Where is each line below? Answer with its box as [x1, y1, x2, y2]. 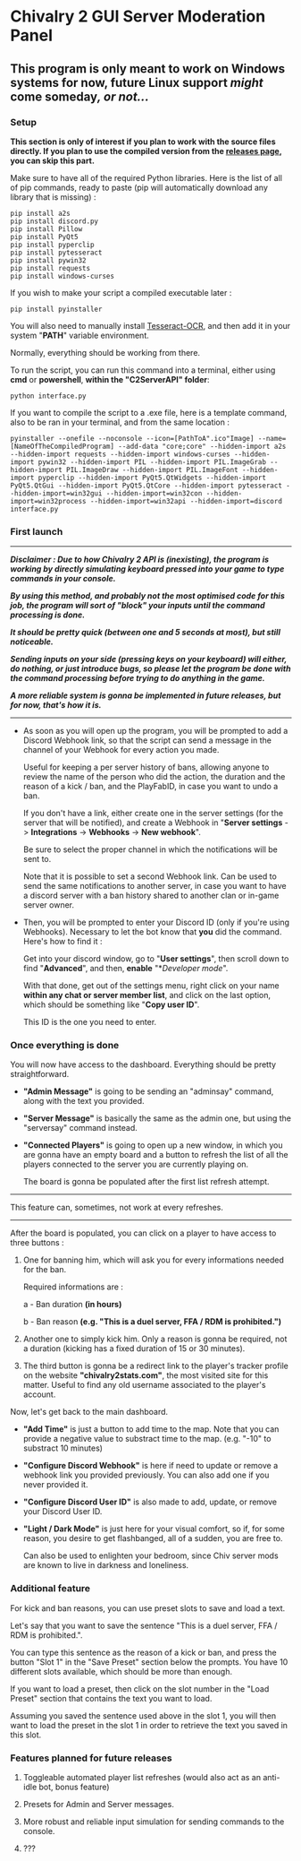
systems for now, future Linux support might [10, 74, 263, 90]
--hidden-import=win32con [105, 488, 203, 498]
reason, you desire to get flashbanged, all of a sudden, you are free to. [22, 1533, 283, 1544]
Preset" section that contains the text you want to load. [10, 1693, 213, 1703]
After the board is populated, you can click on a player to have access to [10, 1228, 277, 1238]
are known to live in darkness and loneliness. [22, 1560, 189, 1571]
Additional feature [10, 1582, 91, 1595]
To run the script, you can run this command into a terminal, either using [10, 365, 276, 375]
